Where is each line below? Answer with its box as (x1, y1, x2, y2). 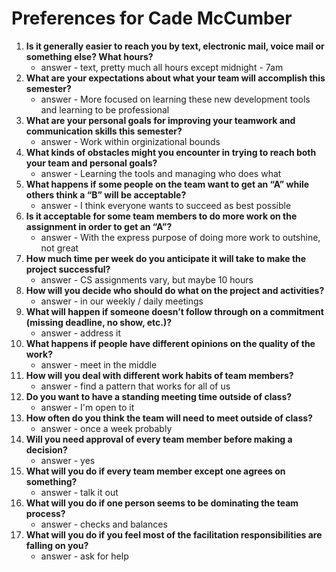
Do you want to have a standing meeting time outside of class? (25, 390, 293, 402)
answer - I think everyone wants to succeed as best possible (40, 199, 292, 211)
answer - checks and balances (40, 518, 168, 530)
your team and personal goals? (25, 157, 158, 169)
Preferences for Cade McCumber (11, 7, 293, 30)
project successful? (25, 263, 111, 275)
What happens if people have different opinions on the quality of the (25, 337, 316, 349)
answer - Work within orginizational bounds (40, 135, 221, 147)
